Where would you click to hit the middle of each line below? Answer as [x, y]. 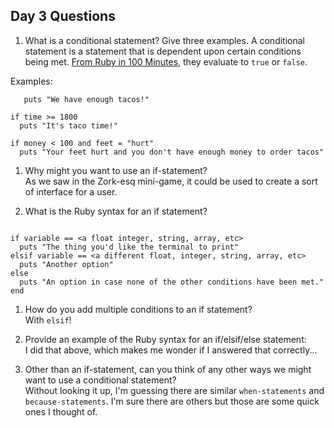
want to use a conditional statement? [100, 380]
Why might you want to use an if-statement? [116, 170]
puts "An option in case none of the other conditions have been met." [172, 282]
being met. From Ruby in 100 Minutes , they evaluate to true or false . [166, 61]
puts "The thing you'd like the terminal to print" [129, 247]
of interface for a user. [71, 191]
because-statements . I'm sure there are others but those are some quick [172, 401]
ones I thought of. [61, 411]
